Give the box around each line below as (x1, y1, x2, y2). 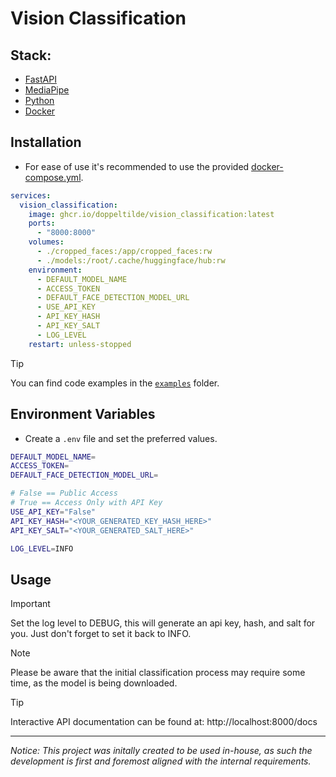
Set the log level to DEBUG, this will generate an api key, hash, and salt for (10, 617, 316, 629)
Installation (10, 134, 82, 151)
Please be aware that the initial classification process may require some (10, 667, 306, 679)
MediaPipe (24, 84, 70, 96)
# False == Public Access (10, 488, 118, 499)
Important (10, 598, 51, 610)
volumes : (28, 237, 65, 247)
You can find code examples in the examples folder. (10, 377, 220, 389)
